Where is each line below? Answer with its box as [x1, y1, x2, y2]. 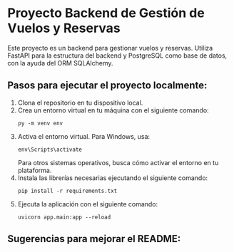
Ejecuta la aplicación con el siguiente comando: [17, 199, 158, 208]
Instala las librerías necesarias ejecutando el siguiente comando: [17, 173, 208, 182]
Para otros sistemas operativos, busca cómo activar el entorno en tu [17, 158, 219, 167]
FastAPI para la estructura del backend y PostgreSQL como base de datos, [7, 51, 228, 60]
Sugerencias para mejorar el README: [7, 233, 181, 245]
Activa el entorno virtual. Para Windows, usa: [17, 132, 151, 140]
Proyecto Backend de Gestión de [7, 5, 205, 21]
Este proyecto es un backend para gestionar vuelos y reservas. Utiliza [7, 43, 213, 52]
